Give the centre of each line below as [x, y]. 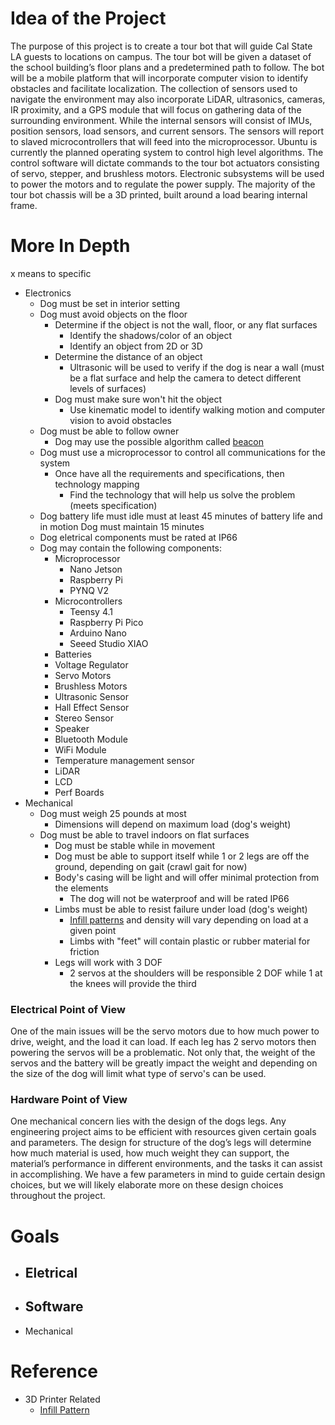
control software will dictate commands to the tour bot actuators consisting [165, 163]
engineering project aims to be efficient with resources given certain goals [163, 1132]
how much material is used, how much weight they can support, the [150, 1153]
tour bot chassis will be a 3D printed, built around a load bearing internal [159, 194]
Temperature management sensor [124, 760]
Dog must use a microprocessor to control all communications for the [182, 452]
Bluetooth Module [91, 739]
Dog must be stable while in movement [135, 845]
